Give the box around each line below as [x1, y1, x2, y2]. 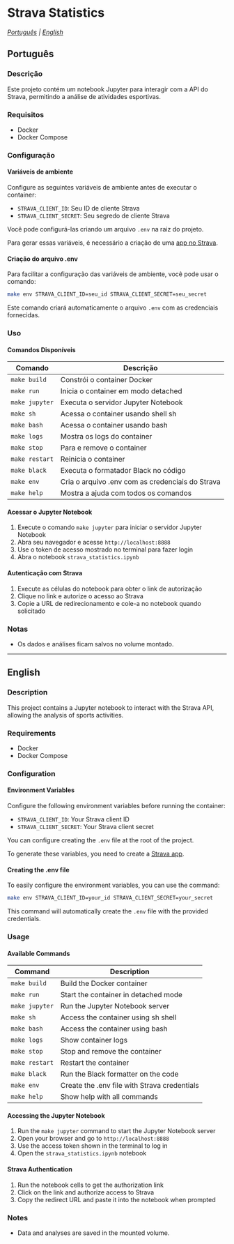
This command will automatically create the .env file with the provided [7, 907, 209, 916]
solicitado [17, 607, 46, 615]
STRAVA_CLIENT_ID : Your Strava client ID [17, 815, 130, 824]
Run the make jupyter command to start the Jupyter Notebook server [17, 1127, 216, 1135]
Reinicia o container [60, 455, 125, 464]
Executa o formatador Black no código [60, 466, 186, 476]
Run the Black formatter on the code [60, 1069, 179, 1079]
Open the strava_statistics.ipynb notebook [17, 1149, 147, 1158]
